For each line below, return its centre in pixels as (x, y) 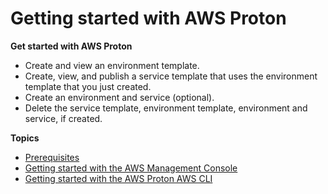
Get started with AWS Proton (71, 46)
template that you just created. (88, 86)
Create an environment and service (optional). (119, 97)
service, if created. (63, 118)
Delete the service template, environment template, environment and (166, 108)
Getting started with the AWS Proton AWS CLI (118, 178)
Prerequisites (52, 157)
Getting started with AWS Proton (148, 18)
